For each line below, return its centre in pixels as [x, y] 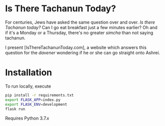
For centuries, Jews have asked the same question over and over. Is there [80, 22]
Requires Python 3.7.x [27, 118]
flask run [15, 109]
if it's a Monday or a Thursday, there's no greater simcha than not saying [79, 32]
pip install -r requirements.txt [40, 95]
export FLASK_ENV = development [36, 104]
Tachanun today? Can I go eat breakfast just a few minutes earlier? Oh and [81, 27]
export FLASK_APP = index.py [33, 100]
